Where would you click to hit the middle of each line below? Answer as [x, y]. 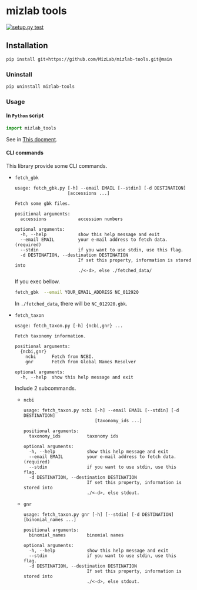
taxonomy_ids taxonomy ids [74, 436]
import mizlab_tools [31, 128]
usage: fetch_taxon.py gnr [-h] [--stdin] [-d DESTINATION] [98, 514]
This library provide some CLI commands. [57, 166]
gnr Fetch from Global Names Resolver [81, 362]
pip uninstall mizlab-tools [41, 87]
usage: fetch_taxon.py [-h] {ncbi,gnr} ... [69, 326]
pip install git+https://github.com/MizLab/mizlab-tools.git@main [89, 59]
